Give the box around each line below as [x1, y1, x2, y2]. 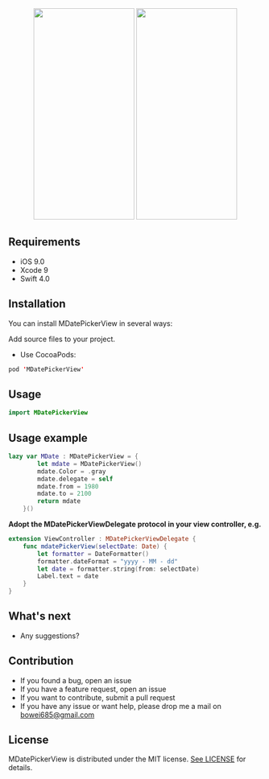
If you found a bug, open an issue [19, 675, 132, 685]
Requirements [8, 235, 81, 249]
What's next [8, 609, 71, 623]
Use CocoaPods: [19, 349, 77, 359]
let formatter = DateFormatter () [37, 550, 150, 558]
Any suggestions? [19, 631, 80, 641]
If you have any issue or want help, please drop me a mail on [19, 701, 221, 711]
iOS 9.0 [19, 257, 45, 266]
